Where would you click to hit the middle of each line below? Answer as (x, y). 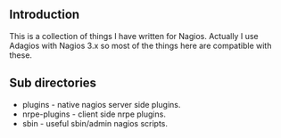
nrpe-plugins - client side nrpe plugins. (94, 114)
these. (21, 55)
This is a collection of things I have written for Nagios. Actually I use (134, 36)
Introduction (45, 15)
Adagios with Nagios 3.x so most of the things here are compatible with (140, 45)
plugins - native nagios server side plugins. (101, 104)
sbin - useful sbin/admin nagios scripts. (95, 123)
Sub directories (53, 83)
